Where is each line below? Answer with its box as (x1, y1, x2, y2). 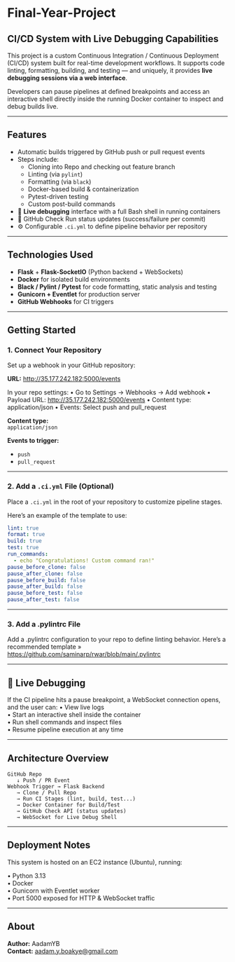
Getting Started (7, 324, 76, 336)
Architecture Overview (7, 752, 109, 764)
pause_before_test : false (7, 590, 83, 597)
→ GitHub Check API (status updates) (16, 808, 127, 815)
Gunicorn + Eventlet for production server (17, 289, 140, 298)
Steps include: (17, 155, 59, 163)
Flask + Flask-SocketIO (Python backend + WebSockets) (17, 268, 184, 276)
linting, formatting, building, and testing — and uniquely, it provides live (7, 67, 213, 74)
